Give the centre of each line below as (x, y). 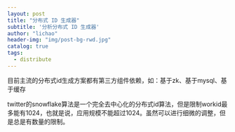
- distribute (33, 60)
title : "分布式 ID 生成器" (43, 20)
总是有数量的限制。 (41, 121)
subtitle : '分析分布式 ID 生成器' (53, 27)
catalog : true (28, 46)
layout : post (26, 14)
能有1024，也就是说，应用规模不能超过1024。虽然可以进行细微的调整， (116, 112)
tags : (15, 53)
